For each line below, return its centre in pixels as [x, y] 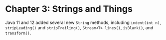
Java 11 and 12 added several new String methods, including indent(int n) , [83, 22]
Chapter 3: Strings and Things [69, 9]
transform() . [18, 33]
